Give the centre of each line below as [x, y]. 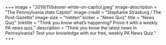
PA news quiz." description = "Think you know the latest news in [71, 28]
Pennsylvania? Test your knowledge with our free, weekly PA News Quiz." [81, 33]
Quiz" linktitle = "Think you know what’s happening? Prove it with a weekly [82, 22]
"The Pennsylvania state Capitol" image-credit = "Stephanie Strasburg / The [83, 12]
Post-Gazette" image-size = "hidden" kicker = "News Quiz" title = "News [80, 17]
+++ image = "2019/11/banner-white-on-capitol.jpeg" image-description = [81, 7]
